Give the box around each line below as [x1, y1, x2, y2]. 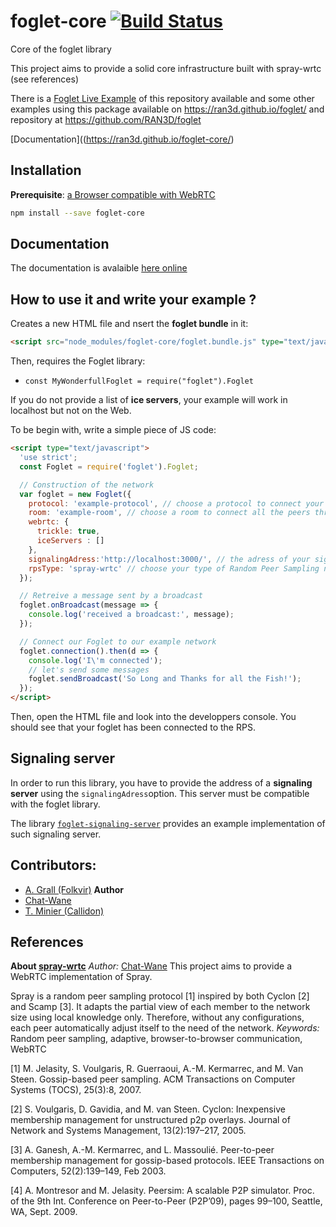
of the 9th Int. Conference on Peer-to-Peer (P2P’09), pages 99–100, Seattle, [10, 1195, 323, 1207]
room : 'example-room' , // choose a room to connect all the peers [28, 508, 311, 518]
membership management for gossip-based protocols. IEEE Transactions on [10, 1155, 325, 1167]
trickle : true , [36, 526, 101, 537]
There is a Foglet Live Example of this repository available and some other [10, 92, 315, 104]
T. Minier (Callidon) [24, 905, 105, 917]
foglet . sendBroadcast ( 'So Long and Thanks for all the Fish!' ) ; [28, 674, 302, 684]
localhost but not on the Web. [10, 405, 132, 417]
